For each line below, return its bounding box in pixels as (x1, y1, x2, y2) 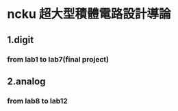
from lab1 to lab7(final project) (7, 54, 110, 64)
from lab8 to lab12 (7, 96, 68, 106)
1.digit (7, 34, 34, 45)
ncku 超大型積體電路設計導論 (7, 6, 171, 22)
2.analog (7, 75, 46, 87)
